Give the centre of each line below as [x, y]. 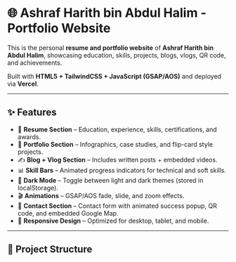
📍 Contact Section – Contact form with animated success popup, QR [117, 206]
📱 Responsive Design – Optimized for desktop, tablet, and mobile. [113, 221]
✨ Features [32, 113]
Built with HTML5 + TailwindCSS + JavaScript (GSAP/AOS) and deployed [114, 76]
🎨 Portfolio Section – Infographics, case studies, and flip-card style [115, 144]
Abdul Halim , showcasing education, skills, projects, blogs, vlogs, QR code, [117, 55]
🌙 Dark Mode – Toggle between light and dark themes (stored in [110, 180]
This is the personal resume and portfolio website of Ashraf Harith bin [111, 48]
